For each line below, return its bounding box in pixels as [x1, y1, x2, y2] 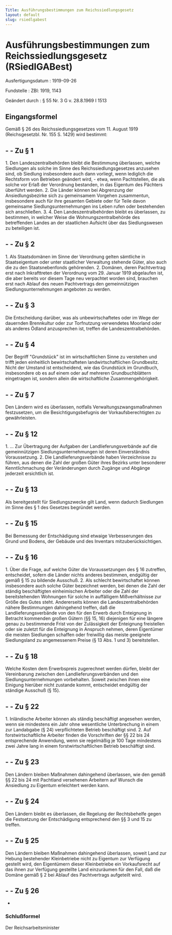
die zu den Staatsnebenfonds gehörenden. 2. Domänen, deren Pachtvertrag [5, 264, 166, 270]
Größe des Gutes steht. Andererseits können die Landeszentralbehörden [5, 599, 159, 605]
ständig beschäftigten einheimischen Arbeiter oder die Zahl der [5, 588, 139, 594]
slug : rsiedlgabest [5, 17, 47, 22]
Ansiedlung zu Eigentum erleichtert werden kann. [5, 782, 110, 788]
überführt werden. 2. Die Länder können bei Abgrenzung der [5, 187, 134, 193]
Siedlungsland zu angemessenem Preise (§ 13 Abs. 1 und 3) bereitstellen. [5, 637, 160, 643]
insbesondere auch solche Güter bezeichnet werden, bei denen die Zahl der [5, 583, 166, 589]
